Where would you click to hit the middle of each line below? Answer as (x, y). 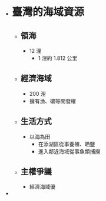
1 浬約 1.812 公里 (58, 58)
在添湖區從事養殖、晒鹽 (67, 144)
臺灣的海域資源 (48, 12)
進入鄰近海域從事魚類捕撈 (69, 151)
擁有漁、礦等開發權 (53, 101)
